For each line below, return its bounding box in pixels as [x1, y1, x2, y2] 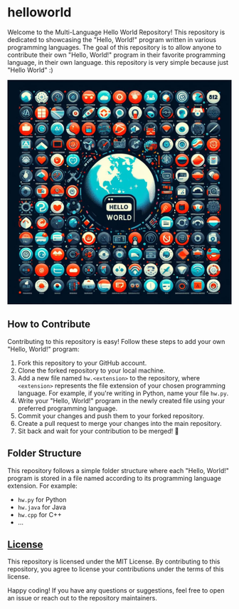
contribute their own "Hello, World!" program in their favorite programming [7, 51, 226, 59]
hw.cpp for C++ [17, 510, 62, 519]
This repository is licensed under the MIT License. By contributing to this [7, 557, 221, 566]
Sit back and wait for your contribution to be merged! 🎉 [17, 427, 179, 435]
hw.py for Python [17, 495, 67, 504]
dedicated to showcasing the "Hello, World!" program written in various [7, 35, 217, 43]
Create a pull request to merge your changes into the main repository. [17, 419, 222, 427]
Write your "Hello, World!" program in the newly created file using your [17, 396, 225, 405]
